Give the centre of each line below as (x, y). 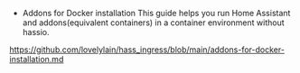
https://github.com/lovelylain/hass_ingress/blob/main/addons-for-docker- (147, 50)
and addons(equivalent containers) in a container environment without (153, 23)
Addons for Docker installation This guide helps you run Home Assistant (156, 13)
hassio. (36, 32)
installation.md (37, 59)
